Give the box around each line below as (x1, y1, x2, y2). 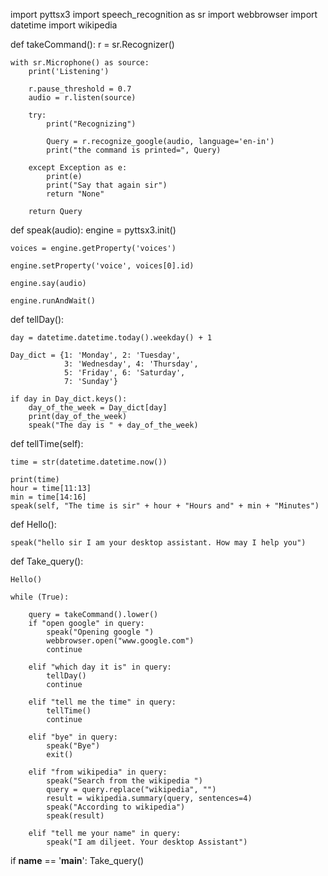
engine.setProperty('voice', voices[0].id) (10, 261, 195, 271)
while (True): (10, 592, 70, 602)
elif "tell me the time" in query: (28, 697, 177, 707)
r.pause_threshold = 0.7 (28, 84, 132, 94)
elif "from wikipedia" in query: (28, 767, 168, 777)
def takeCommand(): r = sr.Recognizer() (10, 39, 175, 50)
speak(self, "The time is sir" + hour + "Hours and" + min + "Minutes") (10, 501, 320, 511)
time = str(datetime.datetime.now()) (10, 457, 168, 467)
